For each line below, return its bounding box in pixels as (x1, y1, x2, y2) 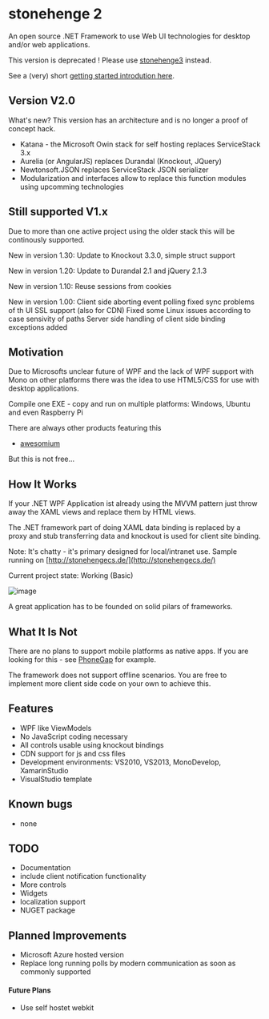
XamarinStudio (19, 765, 69, 775)
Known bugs (8, 797, 74, 811)
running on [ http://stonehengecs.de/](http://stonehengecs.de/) (8, 556, 216, 565)
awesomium (19, 439, 61, 448)
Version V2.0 (8, 94, 76, 108)
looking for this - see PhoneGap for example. (8, 655, 157, 664)
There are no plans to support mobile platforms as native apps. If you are (8, 646, 249, 656)
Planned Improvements (8, 929, 126, 942)
